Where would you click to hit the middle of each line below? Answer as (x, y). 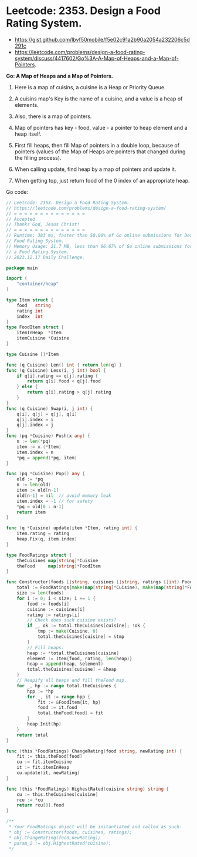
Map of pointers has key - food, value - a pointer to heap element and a (101, 127)
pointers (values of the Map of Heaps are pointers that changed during (100, 152)
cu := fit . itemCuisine (44, 762)
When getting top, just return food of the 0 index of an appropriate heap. (102, 180)
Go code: (17, 191)
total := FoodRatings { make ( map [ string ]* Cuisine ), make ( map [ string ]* (102, 588)
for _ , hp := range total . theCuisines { (67, 685)
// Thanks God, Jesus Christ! (43, 224)
